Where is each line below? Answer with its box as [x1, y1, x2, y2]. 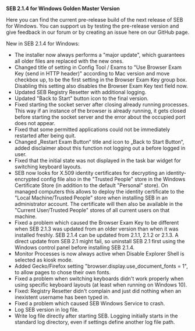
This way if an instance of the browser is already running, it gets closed [14, 108, 186, 114]
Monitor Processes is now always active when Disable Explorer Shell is [14, 250, 185, 257]
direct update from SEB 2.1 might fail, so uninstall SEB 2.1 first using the [14, 238, 185, 244]
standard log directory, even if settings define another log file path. [14, 319, 175, 325]
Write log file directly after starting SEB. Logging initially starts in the [14, 312, 178, 319]
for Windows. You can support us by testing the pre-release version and [6, 23, 179, 29]
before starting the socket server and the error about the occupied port [14, 113, 186, 120]
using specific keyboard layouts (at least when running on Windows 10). [14, 281, 187, 288]
